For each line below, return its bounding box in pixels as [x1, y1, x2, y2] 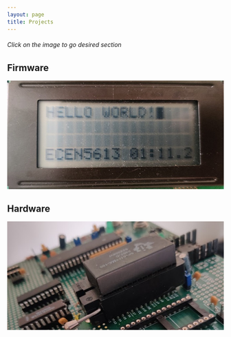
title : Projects [7, 18, 54, 25]
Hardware [7, 203, 50, 214]
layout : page [7, 11, 45, 18]
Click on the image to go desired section [7, 41, 122, 49]
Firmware [7, 62, 49, 74]
